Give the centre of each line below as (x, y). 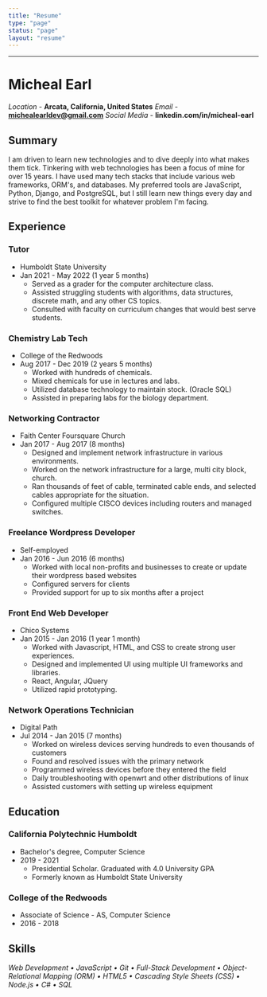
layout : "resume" (37, 38)
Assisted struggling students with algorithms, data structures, (132, 292)
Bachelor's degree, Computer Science (82, 851)
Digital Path (39, 727)
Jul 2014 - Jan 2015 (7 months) (71, 736)
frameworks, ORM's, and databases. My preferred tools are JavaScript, (125, 185)
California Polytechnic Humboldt (73, 835)
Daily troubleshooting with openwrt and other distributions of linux (140, 778)
